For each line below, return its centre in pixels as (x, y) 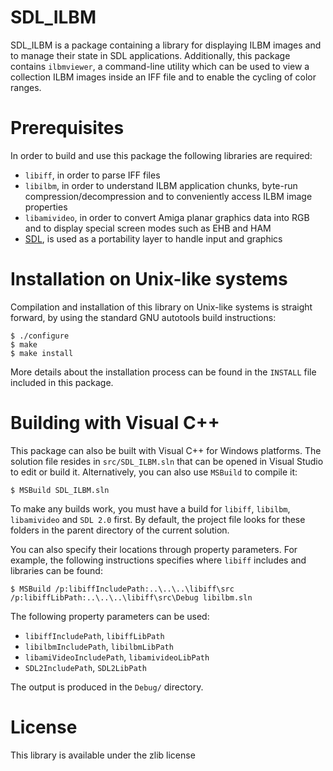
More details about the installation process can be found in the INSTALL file (163, 372)
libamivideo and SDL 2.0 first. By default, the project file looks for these (158, 519)
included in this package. (62, 382)
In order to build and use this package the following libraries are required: (161, 155)
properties (46, 207)
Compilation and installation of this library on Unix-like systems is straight (161, 307)
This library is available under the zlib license (103, 755)
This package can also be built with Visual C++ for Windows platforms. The (166, 450)
